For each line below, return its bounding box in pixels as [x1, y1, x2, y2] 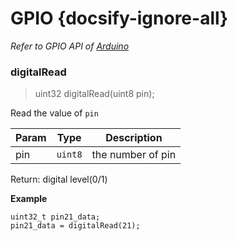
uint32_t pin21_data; [10, 212, 101, 222]
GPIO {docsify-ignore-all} [10, 7, 229, 30]
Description [105, 131, 163, 145]
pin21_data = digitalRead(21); [10, 221, 141, 231]
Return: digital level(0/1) [10, 173, 108, 186]
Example [10, 193, 48, 205]
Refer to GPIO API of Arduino [10, 40, 130, 52]
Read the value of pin [10, 107, 99, 119]
